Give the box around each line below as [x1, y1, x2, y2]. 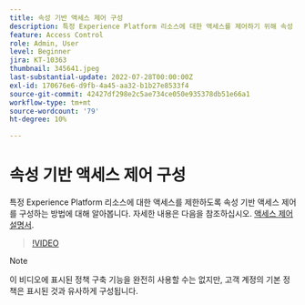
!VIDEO [31, 238, 59, 249]
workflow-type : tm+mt [9, 97, 92, 107]
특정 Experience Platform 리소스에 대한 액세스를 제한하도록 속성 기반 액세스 [9, 197, 280, 208]
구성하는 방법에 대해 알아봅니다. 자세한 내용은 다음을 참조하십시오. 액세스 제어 [18, 208, 294, 219]
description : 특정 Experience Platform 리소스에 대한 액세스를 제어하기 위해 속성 [9, 22, 293, 31]
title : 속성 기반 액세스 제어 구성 [9, 13, 124, 23]
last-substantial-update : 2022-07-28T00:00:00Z [9, 73, 194, 82]
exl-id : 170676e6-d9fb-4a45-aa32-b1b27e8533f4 [9, 81, 189, 90]
